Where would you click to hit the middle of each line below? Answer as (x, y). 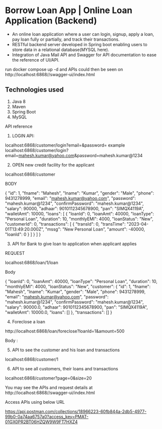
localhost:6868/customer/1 (32, 359)
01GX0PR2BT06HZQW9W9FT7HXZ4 (42, 422)
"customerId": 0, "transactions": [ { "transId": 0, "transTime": (65, 224)
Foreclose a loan (29, 322)
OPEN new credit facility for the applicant (53, 165)
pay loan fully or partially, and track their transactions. (66, 39)
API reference (19, 126)
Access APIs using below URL (35, 402)
